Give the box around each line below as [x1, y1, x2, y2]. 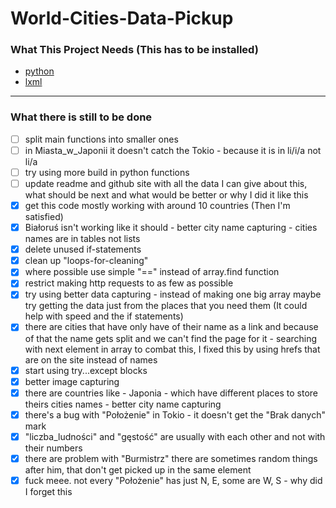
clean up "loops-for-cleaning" [24, 255, 149, 267]
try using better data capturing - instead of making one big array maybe [24, 288, 322, 301]
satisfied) [24, 211, 64, 223]
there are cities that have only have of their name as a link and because [24, 321, 319, 333]
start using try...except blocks [24, 364, 148, 376]
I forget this [24, 485, 73, 497]
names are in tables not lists [24, 233, 141, 245]
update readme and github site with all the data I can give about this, [24, 177, 308, 189]
